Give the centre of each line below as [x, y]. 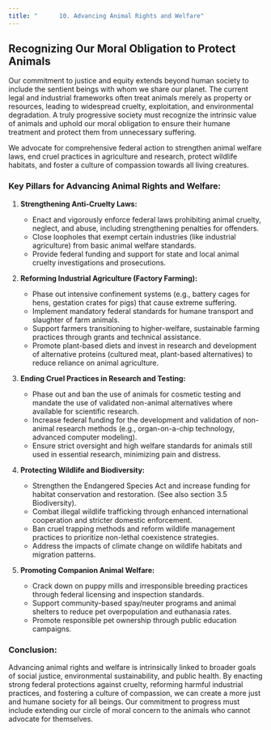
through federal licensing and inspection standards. [118, 594]
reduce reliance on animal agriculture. [95, 363]
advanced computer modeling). [85, 437]
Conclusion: [33, 650]
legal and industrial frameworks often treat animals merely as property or [130, 98]
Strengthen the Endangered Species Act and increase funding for [141, 486]
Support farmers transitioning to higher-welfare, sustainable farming [146, 328]
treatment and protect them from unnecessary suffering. [102, 132]
